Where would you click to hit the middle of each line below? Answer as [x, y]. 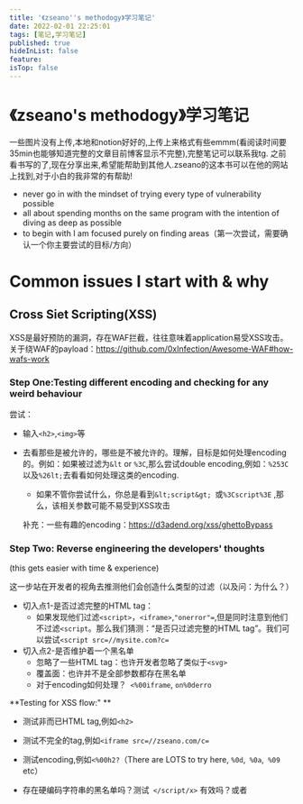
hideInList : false [44, 51]
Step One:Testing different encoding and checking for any [139, 382]
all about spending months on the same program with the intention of [151, 213]
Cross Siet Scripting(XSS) [83, 315]
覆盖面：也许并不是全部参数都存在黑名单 [111, 673]
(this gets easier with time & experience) [84, 568]
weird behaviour [46, 393]
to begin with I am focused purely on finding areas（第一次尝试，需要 [151, 233]
